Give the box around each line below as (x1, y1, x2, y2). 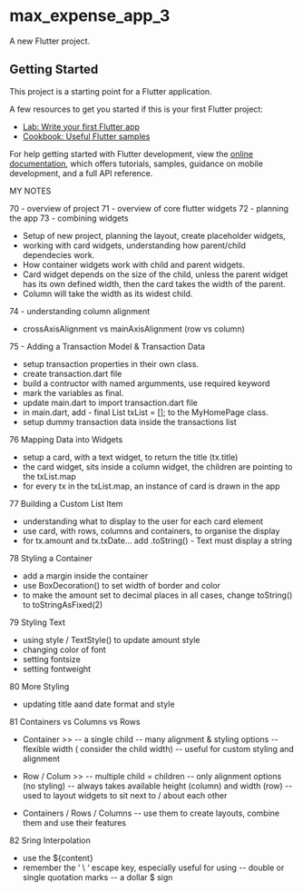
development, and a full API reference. (9, 167, 153, 178)
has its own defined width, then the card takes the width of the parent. (22, 278, 286, 289)
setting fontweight (22, 663, 92, 674)
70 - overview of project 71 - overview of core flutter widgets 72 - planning (9, 203, 288, 213)
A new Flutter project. (9, 35, 91, 46)
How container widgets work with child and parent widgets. (22, 259, 246, 270)
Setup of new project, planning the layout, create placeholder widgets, (22, 230, 286, 241)
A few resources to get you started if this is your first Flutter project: (9, 104, 263, 114)
